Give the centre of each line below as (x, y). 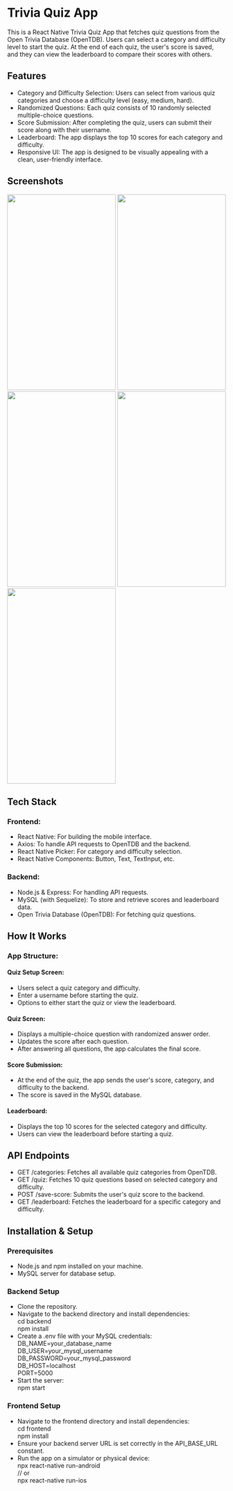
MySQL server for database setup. (67, 1273)
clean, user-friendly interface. (60, 159)
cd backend (34, 1321)
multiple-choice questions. (55, 115)
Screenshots (35, 181)
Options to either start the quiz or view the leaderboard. (97, 1003)
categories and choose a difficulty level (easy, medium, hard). (105, 100)
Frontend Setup (34, 1406)
